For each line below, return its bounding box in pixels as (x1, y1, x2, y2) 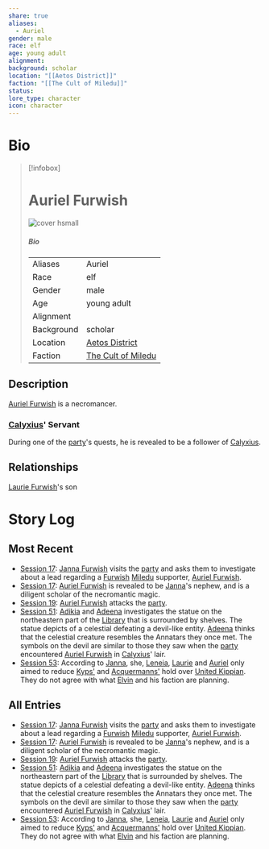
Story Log (8, 510, 75, 529)
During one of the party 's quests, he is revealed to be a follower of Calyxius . (8, 437, 262, 447)
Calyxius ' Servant (8, 418, 81, 430)
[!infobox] (27, 163, 61, 173)
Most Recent (8, 542, 74, 556)
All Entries (8, 698, 62, 712)
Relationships (8, 460, 79, 474)
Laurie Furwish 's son (8, 481, 78, 492)
